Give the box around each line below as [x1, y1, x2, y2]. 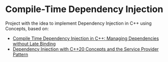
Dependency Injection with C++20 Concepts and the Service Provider [12, 46, 159, 52]
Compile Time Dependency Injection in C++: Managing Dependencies [12, 35, 159, 41]
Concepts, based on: [5, 25, 49, 31]
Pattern [12, 51, 28, 57]
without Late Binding [12, 40, 56, 46]
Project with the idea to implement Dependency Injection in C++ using [5, 20, 152, 26]
